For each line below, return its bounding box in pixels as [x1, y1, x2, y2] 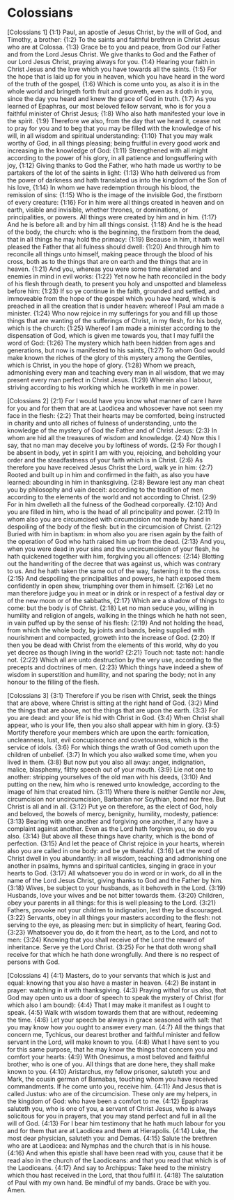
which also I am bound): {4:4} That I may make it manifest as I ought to [7, 1001, 211, 1009]
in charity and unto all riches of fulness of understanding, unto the [7, 419, 197, 427]
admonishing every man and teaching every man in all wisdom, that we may [7, 368, 225, 377]
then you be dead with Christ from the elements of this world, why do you [7, 641, 219, 649]
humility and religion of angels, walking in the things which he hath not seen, [7, 611, 227, 619]
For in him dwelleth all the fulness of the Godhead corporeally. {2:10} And [7, 500, 218, 508]
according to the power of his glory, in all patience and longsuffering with [7, 153, 217, 162]
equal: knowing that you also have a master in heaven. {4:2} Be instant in [7, 979, 217, 987]
